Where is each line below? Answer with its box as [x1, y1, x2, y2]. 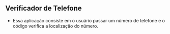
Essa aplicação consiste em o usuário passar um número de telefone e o [12, 17, 165, 23]
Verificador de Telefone [5, 4, 82, 13]
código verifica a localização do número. [12, 23, 98, 29]
